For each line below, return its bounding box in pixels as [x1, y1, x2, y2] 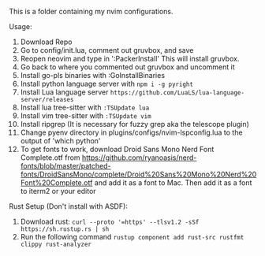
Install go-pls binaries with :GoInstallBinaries [20, 71, 165, 80]
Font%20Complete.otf [20, 178, 93, 187]
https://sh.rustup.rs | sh [20, 225, 110, 233]
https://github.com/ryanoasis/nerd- [82, 153, 197, 162]
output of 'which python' [20, 136, 101, 145]
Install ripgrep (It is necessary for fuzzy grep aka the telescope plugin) [20, 120, 249, 128]
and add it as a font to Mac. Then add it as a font [94, 178, 252, 187]
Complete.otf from [20, 153, 81, 162]
